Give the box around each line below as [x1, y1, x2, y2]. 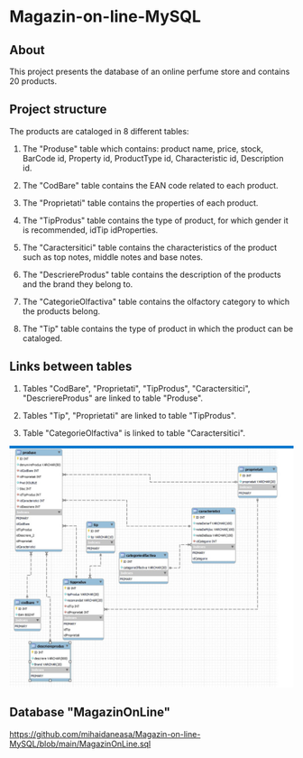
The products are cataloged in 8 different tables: [9, 125, 189, 136]
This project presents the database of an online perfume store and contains [9, 66, 290, 77]
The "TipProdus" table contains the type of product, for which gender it [22, 215, 289, 226]
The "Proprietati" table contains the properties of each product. [22, 197, 259, 208]
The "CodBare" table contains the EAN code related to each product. [22, 180, 279, 190]
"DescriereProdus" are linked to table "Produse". [22, 393, 204, 403]
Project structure [9, 102, 107, 117]
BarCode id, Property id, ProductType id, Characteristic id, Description [22, 153, 284, 163]
